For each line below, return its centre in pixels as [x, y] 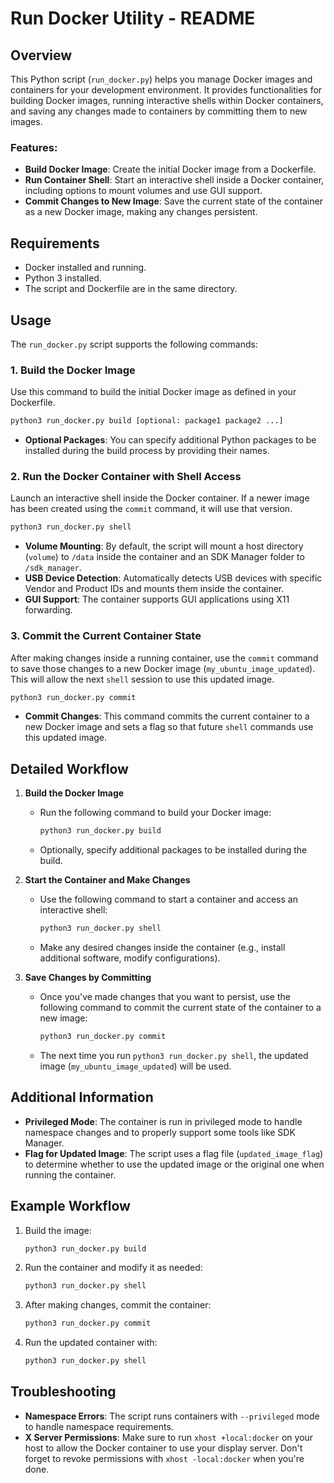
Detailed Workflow [69, 768]
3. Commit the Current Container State [106, 636]
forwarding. [48, 610]
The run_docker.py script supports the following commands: [134, 344]
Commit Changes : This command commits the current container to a [167, 716]
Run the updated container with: [91, 1343]
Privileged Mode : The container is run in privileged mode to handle [163, 1121]
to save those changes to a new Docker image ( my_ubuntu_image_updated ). [163, 668]
